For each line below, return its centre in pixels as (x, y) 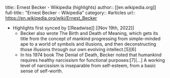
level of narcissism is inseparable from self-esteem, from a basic (88, 66)
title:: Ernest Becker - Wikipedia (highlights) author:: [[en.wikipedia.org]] (81, 7)
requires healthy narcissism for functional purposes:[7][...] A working (93, 60)
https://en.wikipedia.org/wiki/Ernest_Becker (51, 18)
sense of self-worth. (41, 71)
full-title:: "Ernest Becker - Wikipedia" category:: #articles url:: (70, 13)
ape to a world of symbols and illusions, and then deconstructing (88, 44)
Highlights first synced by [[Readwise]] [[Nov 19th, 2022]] (73, 28)
